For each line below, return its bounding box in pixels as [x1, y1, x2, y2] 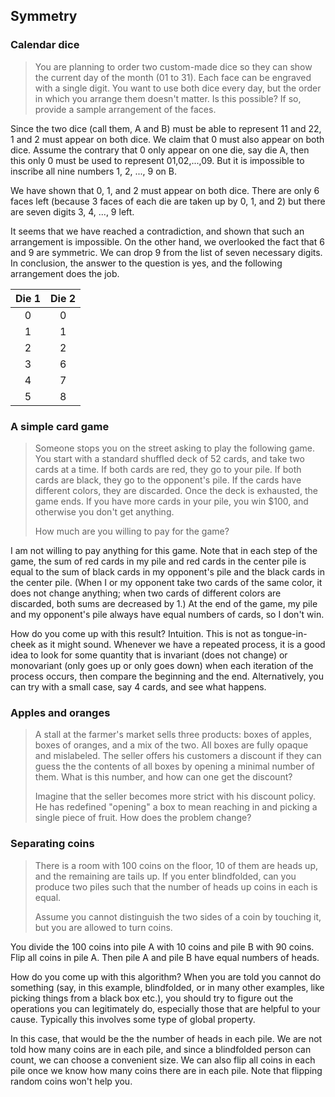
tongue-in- [262, 627, 308, 639]
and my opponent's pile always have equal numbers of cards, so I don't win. [10, 608, 325, 620]
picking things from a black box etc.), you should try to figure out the [10, 992, 294, 1004]
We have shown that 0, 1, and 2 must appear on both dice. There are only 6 [10, 184, 320, 196]
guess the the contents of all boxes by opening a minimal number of [34, 760, 315, 773]
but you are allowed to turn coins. [34, 921, 173, 933]
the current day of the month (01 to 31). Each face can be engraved [34, 71, 312, 83]
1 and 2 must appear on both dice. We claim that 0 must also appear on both [10, 133, 325, 145]
